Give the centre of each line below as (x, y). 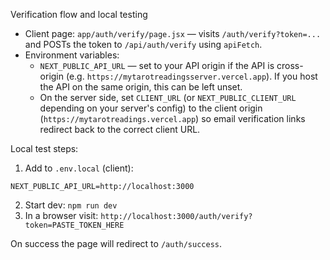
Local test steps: (44, 148)
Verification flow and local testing (79, 14)
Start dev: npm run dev (71, 205)
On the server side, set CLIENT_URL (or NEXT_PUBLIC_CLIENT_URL (168, 97)
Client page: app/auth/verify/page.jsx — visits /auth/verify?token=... (173, 33)
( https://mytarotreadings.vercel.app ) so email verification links (172, 118)
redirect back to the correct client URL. (120, 129)
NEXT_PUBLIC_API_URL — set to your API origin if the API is (157, 65)
